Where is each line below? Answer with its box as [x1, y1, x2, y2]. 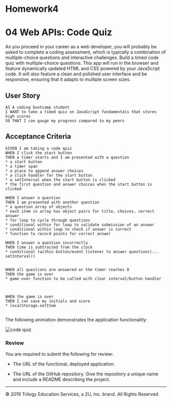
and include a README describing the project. [12, 376, 111, 382]
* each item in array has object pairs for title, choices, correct [5, 208, 155, 214]
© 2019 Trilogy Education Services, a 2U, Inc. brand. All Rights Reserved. [5, 391, 160, 397]
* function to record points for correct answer [5, 231, 111, 236]
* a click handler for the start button [5, 173, 93, 178]
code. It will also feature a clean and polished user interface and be [5, 71, 147, 77]
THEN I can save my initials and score [5, 298, 91, 303]
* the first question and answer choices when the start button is [5, 182, 153, 187]
